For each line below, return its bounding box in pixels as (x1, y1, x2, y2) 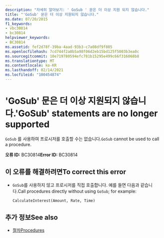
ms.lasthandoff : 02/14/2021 (5, 68, 64, 73)
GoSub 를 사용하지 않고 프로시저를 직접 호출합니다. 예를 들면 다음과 (12, 182, 140, 188)
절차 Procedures (12, 228, 45, 234)
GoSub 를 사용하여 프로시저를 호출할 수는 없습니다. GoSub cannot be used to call (5, 136, 160, 142)
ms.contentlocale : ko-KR (5, 63, 57, 68)
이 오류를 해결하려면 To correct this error (5, 168, 126, 176)
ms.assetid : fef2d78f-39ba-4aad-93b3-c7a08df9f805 (5, 44, 113, 49)
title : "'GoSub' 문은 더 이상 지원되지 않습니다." (5, 12, 99, 17)
